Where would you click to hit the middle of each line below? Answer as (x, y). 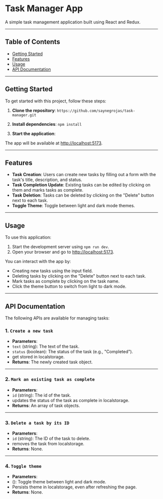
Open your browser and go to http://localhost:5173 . (63, 252)
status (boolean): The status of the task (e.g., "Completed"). (73, 352)
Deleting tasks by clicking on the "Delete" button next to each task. (79, 276)
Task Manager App (44, 9)
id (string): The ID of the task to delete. (51, 438)
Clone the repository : (34, 110)
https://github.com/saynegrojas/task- (96, 111)
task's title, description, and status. (47, 180)
